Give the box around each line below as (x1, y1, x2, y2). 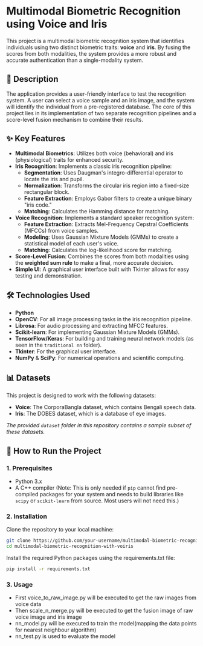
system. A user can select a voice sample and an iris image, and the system (6, 96, 195, 104)
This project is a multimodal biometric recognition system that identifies (6, 37, 184, 44)
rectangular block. (24, 188, 69, 195)
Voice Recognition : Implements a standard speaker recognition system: (14, 214, 195, 221)
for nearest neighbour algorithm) (14, 626, 97, 634)
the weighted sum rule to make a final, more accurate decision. (14, 259, 174, 266)
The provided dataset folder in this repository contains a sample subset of (6, 422, 192, 429)
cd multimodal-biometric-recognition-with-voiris (6, 544, 134, 550)
